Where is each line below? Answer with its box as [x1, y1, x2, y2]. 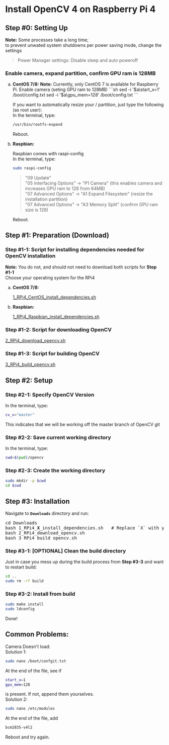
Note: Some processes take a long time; [5, 37, 89, 43]
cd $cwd [5, 483, 22, 488]
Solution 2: [5, 696, 28, 702]
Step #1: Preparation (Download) [5, 231, 110, 240]
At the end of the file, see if [5, 668, 62, 674]
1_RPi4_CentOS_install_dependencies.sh [12, 294, 97, 300]
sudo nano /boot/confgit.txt [5, 659, 66, 664]
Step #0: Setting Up [5, 24, 68, 32]
